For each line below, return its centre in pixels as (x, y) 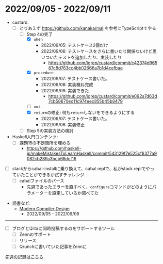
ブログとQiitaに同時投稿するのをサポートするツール (63, 229)
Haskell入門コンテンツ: (35, 136)
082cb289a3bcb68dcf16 (51, 158)
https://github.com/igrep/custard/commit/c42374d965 (103, 63)
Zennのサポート (35, 234)
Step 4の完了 (40, 34)
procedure (44, 73)
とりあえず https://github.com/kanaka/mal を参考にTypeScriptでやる (88, 28)
